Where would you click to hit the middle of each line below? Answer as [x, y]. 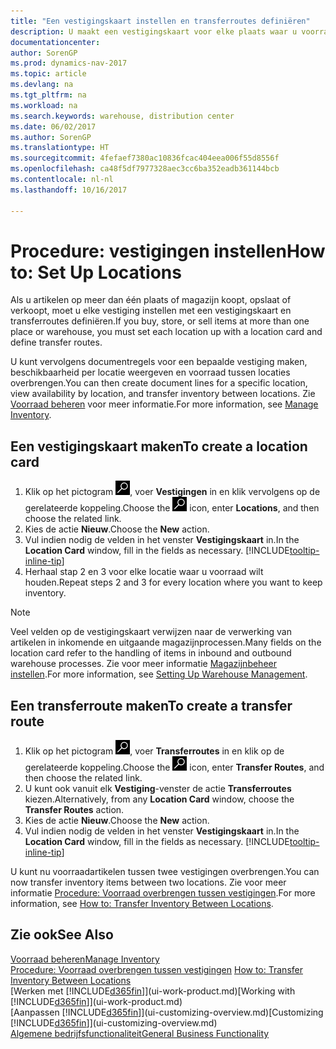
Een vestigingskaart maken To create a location [159, 446]
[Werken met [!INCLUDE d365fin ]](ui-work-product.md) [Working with [153, 991]
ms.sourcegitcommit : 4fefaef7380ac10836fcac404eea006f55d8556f [145, 158]
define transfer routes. [56, 342]
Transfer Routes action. [74, 810]
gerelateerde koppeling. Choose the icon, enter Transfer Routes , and [174, 767]
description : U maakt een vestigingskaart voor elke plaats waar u [154, 31]
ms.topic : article [48, 74]
